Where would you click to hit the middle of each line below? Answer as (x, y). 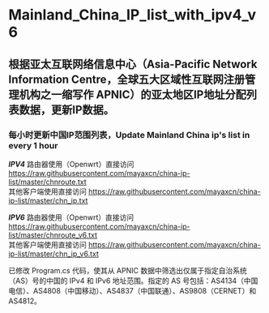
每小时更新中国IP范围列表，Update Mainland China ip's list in (129, 135)
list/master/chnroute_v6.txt (53, 235)
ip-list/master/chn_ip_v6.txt (53, 254)
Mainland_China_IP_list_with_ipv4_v (132, 15)
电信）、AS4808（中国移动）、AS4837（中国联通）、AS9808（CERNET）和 (132, 290)
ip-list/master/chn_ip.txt (48, 200)
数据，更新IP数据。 (67, 110)
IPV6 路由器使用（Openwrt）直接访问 (71, 217)
